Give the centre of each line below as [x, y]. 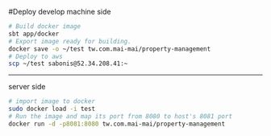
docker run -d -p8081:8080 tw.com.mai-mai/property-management [117, 124]
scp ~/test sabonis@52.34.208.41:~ [68, 64]
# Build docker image [45, 27]
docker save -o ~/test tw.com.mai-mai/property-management [110, 49]
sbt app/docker [34, 34]
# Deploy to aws [35, 56]
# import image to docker [52, 101]
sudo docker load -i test [52, 109]
